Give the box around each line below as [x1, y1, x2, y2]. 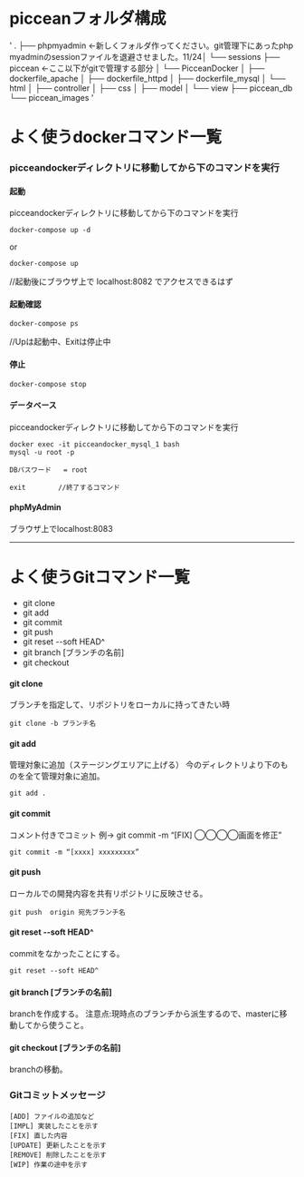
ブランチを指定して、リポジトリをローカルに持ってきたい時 [9, 700, 231, 711]
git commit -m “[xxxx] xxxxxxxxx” [9, 848, 140, 857]
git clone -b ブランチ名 [9, 719, 97, 729]
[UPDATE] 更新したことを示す [9, 1141, 107, 1150]
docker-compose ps [9, 319, 79, 329]
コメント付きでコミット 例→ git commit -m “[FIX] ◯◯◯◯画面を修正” [9, 829, 282, 840]
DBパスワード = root [9, 465, 89, 475]
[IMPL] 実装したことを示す [9, 1122, 100, 1131]
